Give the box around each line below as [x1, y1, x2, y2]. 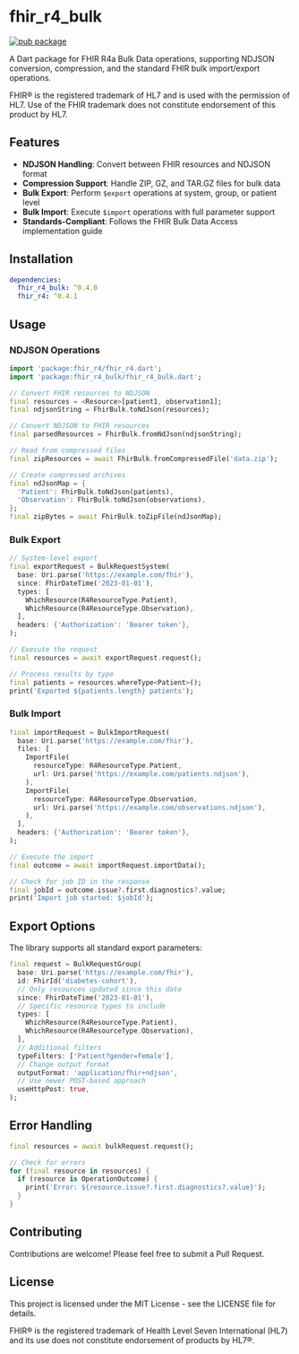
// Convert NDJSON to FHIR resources [9, 422, 150, 431]
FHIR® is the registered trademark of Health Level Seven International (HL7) [9, 1325, 288, 1336]
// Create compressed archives [9, 470, 126, 479]
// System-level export [9, 554, 98, 563]
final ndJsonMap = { [9, 478, 87, 488]
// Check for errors [9, 1157, 87, 1167]
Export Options [9, 918, 96, 934]
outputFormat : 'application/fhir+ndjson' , [17, 1068, 178, 1078]
